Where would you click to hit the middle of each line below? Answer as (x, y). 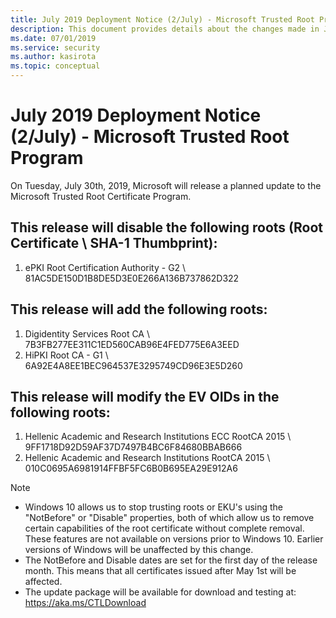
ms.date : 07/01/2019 (53, 38)
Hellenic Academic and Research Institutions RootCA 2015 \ (147, 458)
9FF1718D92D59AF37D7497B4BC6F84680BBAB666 (133, 447)
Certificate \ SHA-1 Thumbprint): (114, 243)
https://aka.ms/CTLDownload (85, 603)
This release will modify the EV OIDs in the (145, 396)
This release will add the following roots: (139, 309)
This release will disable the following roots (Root (166, 227)
